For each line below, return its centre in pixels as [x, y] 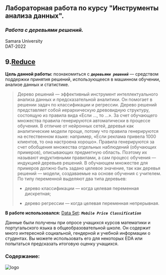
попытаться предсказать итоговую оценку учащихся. [62, 244]
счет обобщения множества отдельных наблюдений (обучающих [87, 147]
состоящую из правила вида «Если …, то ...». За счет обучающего [87, 115]
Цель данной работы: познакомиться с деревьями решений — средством [82, 74]
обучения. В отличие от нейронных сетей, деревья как [75, 126]
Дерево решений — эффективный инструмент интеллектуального [88, 94]
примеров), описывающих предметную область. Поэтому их [82, 152]
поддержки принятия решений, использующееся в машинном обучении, [83, 79]
